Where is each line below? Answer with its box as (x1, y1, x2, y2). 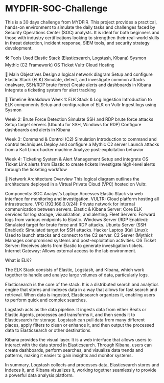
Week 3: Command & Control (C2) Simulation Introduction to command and (5, 136, 157, 142)
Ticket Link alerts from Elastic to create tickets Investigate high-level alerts (5, 161, 155, 167)
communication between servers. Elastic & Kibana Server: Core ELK (5, 206, 142, 212)
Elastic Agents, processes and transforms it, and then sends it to (5, 312, 136, 317)
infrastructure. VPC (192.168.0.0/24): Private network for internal (5, 201, 135, 207)
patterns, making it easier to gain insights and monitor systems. (5, 352, 133, 358)
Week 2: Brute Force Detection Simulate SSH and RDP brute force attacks (5, 116, 154, 122)
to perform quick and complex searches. (5, 297, 87, 303)
